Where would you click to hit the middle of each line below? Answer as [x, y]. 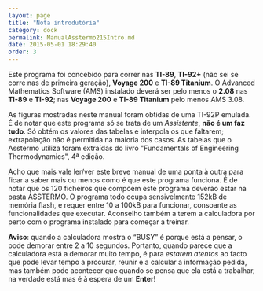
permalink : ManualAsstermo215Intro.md [71, 37]
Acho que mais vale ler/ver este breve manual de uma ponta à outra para [126, 171]
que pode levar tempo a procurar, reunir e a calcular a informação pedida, [128, 262]
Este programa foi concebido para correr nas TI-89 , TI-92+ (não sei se [123, 74]
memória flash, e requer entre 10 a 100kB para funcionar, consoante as [122, 205]
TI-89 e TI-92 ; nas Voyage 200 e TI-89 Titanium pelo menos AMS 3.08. [126, 99]
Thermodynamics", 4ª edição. [57, 157]
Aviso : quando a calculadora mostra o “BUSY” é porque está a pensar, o [125, 237]
